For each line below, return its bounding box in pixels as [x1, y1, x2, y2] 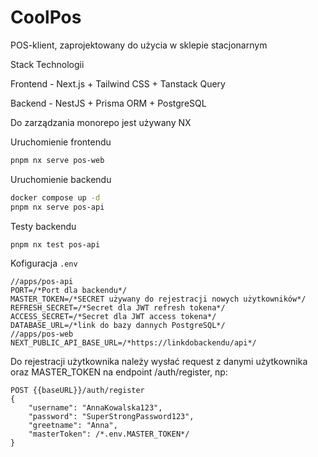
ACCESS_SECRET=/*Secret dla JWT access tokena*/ [10, 312, 217, 322]
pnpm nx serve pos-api [10, 202, 105, 212]
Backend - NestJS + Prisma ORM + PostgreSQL [10, 97, 207, 109]
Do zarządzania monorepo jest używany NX [10, 116, 192, 128]
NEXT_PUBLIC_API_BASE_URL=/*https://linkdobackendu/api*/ [10, 338, 257, 348]
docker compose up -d [10, 192, 101, 203]
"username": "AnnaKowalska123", [28, 403, 163, 413]
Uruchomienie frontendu [10, 136, 112, 148]
